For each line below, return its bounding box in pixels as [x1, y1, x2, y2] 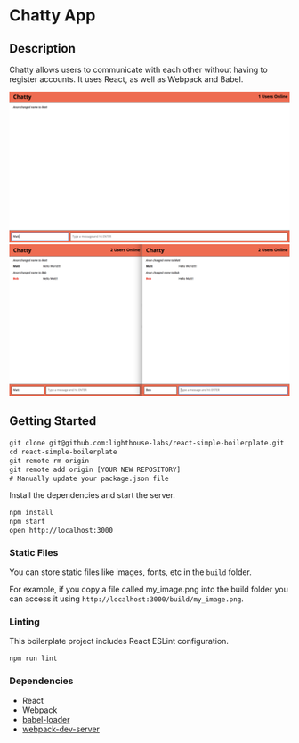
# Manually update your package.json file [9, 474, 169, 483]
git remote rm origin [9, 456, 90, 465]
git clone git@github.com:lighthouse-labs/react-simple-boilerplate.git [9, 438, 285, 447]
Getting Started [9, 413, 97, 429]
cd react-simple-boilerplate [9, 447, 117, 456]
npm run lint [9, 654, 58, 664]
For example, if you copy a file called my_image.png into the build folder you [9, 584, 289, 594]
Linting [9, 616, 40, 628]
